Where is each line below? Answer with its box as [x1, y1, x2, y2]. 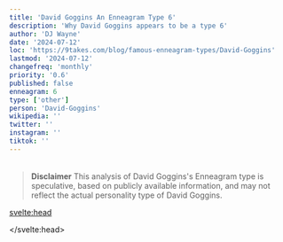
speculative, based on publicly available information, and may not [30, 180, 271, 191]
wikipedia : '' [9, 112, 62, 121]
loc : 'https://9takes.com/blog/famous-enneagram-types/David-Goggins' [9, 46, 276, 55]
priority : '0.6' [9, 71, 69, 80]
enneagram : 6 [9, 87, 58, 96]
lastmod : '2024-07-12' [9, 54, 93, 63]
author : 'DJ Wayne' [9, 29, 82, 38]
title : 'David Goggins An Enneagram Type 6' [9, 12, 177, 22]
